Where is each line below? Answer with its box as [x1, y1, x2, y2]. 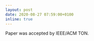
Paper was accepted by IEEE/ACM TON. [5, 30, 89, 36]
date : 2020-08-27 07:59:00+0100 [5, 12, 74, 17]
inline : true [5, 16, 33, 21]
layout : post [5, 7, 33, 12]
